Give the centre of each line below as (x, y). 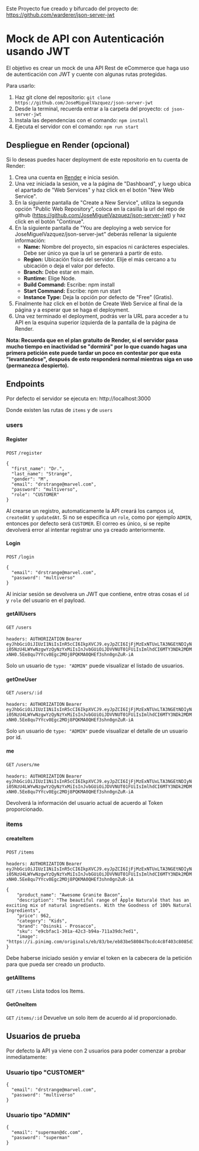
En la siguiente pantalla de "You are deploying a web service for (93, 227)
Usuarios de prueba (44, 1036)
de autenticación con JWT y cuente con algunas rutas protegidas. (87, 74)
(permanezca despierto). (38, 365)
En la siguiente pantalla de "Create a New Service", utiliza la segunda (99, 202)
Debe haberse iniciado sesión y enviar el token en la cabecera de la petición (99, 957)
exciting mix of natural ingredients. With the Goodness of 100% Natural (99, 905)
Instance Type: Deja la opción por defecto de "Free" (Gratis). (98, 297)
